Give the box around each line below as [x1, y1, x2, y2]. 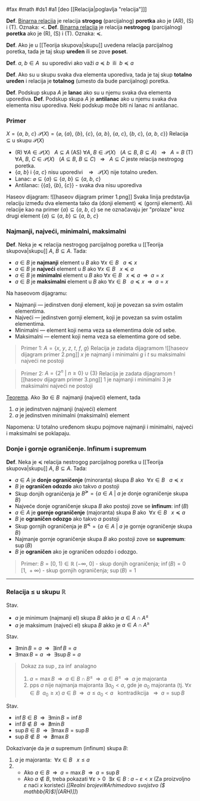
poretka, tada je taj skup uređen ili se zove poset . [6, 48, 128, 55]
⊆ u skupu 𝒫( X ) [6, 137, 45, 144]
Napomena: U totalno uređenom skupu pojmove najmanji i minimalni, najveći [6, 423, 193, 430]
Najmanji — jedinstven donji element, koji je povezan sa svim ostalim [14, 301, 183, 308]
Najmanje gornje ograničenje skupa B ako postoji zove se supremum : [14, 535, 186, 542]
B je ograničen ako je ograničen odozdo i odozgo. [14, 548, 138, 555]
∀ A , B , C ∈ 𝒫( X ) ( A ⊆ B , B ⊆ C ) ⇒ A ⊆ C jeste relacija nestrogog [14, 155, 184, 163]
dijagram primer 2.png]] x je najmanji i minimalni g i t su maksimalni [20, 350, 186, 358]
